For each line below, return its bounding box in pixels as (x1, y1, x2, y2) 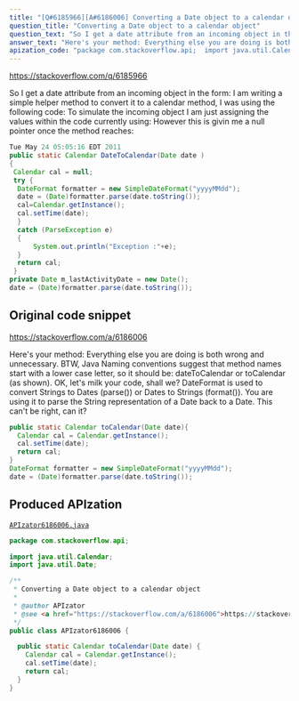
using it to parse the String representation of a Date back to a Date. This (9, 396, 273, 407)
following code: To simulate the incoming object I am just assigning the (9, 107, 270, 117)
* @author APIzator (12, 601, 86, 610)
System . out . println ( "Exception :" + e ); (32, 242, 177, 251)
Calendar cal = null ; (12, 167, 93, 176)
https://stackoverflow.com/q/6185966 (9, 70, 149, 81)
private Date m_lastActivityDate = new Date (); (9, 275, 190, 285)
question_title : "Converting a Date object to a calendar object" (9, 21, 261, 30)
